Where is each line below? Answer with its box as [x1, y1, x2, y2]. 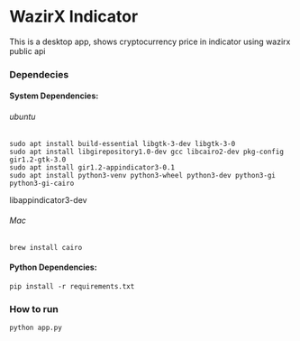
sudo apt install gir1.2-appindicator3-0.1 [9, 162, 176, 172]
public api [9, 45, 46, 56]
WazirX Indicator [9, 6, 139, 27]
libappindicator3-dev [9, 194, 87, 205]
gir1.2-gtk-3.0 [9, 155, 67, 164]
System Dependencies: [9, 90, 99, 101]
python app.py [9, 323, 63, 333]
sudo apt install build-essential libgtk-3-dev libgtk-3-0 [9, 139, 236, 148]
